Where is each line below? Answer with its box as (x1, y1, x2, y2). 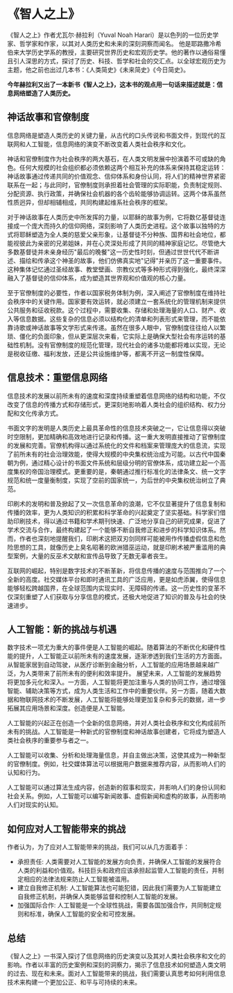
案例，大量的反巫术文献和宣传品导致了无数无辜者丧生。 (12, 551, 171, 560)
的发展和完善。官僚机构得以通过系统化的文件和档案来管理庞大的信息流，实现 (7, 441, 226, 450)
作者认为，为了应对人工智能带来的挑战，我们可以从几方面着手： (7, 843, 189, 851)
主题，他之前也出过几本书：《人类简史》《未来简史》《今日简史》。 (7, 65, 189, 74)
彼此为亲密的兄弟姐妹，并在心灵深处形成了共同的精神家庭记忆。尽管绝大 (19, 239, 226, 247)
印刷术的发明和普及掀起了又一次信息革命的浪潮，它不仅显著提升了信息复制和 (7, 499, 226, 508)
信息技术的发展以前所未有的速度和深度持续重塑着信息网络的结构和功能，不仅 (7, 391, 226, 400)
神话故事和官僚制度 (7, 111, 89, 123)
